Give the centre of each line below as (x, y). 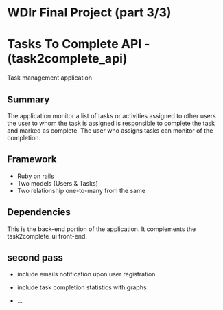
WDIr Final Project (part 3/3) (89, 13)
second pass (35, 257)
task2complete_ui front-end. (47, 236)
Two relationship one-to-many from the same (81, 190)
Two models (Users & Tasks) (57, 183)
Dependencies (39, 212)
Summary (28, 99)
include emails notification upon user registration (86, 274)
